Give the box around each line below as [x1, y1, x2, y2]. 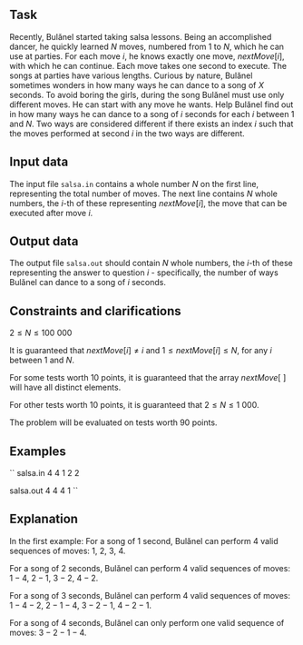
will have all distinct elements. [9, 382, 122, 393]
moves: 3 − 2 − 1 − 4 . [9, 627, 87, 638]
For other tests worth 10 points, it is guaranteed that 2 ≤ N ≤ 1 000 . [9, 400, 259, 411]
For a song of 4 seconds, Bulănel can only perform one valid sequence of [9, 617, 285, 628]
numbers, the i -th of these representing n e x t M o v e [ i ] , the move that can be [9, 197, 288, 208]
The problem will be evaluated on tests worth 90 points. [9, 417, 218, 428]
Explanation [9, 511, 79, 527]
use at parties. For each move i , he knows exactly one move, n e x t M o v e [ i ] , [9, 50, 285, 62]
